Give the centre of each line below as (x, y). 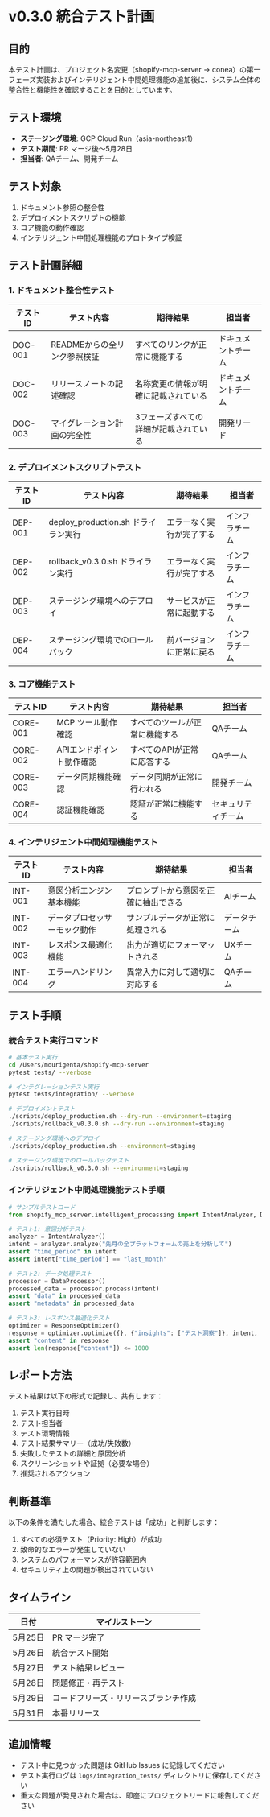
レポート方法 (40, 1375)
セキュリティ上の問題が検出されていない (87, 1570)
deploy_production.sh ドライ (102, 522)
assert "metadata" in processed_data (72, 1304)
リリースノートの (83, 384)
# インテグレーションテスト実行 (54, 1087)
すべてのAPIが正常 (164, 750)
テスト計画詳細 (45, 265)
